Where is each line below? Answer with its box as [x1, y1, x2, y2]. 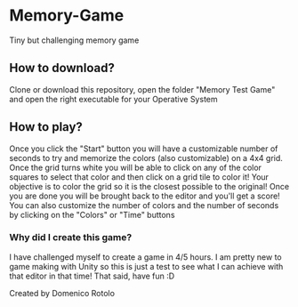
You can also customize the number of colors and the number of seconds [9, 199, 279, 210]
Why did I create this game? [9, 231, 133, 244]
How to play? [9, 119, 83, 134]
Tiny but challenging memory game [9, 35, 140, 45]
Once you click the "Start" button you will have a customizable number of [9, 143, 278, 154]
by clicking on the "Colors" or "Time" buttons [9, 209, 175, 220]
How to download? [9, 61, 116, 76]
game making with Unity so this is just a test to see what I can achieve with [9, 261, 284, 271]
